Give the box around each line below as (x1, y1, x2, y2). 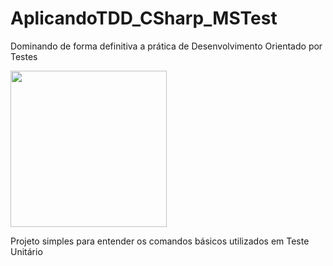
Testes (10, 50, 38, 62)
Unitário (10, 245, 43, 257)
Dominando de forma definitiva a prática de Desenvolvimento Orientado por (10, 40, 323, 52)
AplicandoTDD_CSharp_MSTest (10, 7, 278, 30)
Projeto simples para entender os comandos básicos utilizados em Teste (10, 235, 310, 247)
